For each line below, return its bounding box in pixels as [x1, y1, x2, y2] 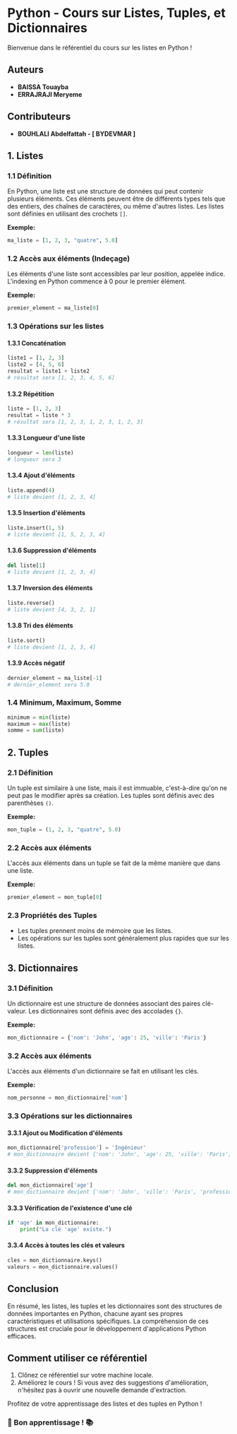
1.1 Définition [7, 171, 51, 181]
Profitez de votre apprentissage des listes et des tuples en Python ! [7, 1399, 202, 1408]
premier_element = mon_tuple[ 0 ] [7, 894, 102, 901]
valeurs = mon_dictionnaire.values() [7, 1263, 119, 1270]
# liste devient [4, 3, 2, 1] [7, 606, 97, 613]
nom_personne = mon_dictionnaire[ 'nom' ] [7, 1094, 128, 1102]
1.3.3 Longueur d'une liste [7, 433, 86, 442]
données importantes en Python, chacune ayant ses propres [7, 1309, 183, 1317]
